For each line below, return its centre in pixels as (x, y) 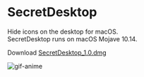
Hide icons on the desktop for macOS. (63, 31)
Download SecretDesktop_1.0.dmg (57, 52)
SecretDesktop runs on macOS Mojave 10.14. (72, 38)
